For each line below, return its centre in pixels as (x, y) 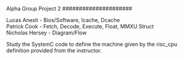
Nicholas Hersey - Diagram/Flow (46, 33)
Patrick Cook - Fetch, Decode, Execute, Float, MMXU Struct (80, 26)
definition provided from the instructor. (54, 50)
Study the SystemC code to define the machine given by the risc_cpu (92, 44)
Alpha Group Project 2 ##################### (69, 9)
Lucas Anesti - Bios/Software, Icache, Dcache (63, 20)
